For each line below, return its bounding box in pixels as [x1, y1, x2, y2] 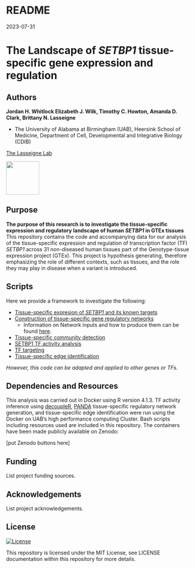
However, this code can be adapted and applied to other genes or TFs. [6, 364, 178, 371]
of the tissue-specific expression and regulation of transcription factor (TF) [6, 239, 188, 247]
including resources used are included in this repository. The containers [6, 422, 180, 429]
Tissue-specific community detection [14, 334, 106, 341]
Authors [6, 92, 37, 102]
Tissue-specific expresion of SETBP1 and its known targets [14, 308, 157, 316]
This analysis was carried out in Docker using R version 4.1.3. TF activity [6, 396, 181, 404]
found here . [23, 327, 52, 334]
